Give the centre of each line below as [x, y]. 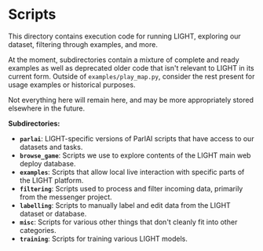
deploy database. [47, 163]
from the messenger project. [66, 197]
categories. [38, 230]
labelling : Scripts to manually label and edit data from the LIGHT [125, 205]
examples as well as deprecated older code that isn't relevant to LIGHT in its [131, 67]
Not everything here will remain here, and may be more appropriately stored [131, 100]
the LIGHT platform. [51, 180]
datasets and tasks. [51, 147]
